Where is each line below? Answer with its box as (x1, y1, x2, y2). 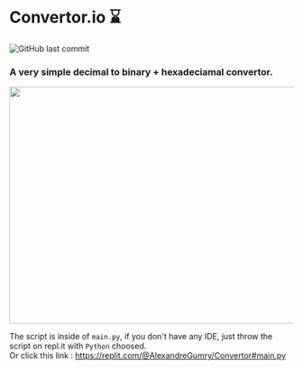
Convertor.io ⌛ (9, 7, 122, 28)
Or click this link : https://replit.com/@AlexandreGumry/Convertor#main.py (9, 350, 287, 361)
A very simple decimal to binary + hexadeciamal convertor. (9, 65, 273, 78)
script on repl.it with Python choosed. (9, 340, 147, 352)
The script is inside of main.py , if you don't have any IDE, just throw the (9, 331, 273, 342)
